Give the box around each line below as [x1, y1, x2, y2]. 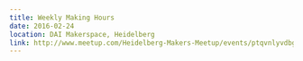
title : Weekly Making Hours [9, 13, 115, 22]
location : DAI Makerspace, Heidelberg [9, 30, 155, 39]
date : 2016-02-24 [9, 22, 75, 30]
